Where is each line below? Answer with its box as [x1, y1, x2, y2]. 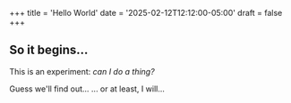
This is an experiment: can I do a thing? [9, 66, 155, 76]
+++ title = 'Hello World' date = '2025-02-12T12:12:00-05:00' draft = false [9, 8, 283, 18]
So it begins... [9, 43, 89, 58]
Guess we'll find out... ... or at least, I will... [9, 83, 166, 94]
